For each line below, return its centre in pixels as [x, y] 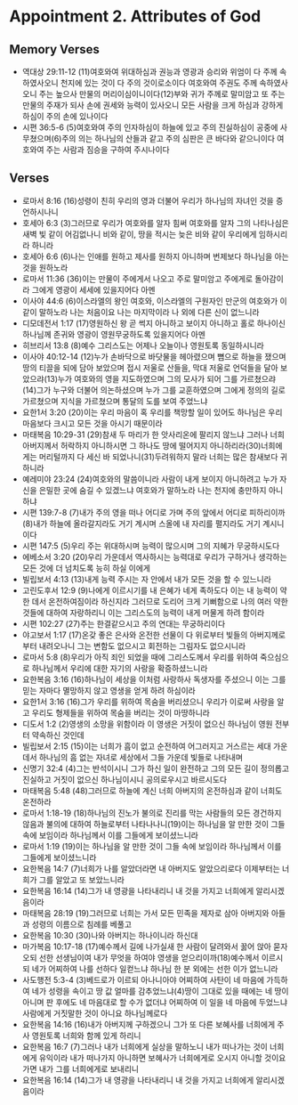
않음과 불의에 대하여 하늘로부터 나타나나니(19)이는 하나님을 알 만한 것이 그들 [153, 824]
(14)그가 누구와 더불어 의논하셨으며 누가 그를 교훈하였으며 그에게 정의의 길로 [154, 390]
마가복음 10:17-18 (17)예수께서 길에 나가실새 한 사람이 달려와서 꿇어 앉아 [146, 947]
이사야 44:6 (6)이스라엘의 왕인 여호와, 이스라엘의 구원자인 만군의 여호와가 [150, 301]
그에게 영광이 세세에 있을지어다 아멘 [93, 289]
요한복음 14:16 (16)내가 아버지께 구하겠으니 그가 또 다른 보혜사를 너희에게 [149, 1024]
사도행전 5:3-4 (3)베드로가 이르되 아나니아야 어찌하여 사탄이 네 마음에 [143, 979]
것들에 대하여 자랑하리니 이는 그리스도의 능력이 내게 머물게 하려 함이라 [143, 613]
